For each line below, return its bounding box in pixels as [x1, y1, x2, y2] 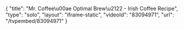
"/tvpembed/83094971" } [5, 18, 68, 24]
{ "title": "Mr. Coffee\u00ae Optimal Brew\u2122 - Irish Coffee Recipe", [5, 5, 178, 12]
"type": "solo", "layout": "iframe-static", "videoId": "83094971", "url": [5, 11, 174, 18]
